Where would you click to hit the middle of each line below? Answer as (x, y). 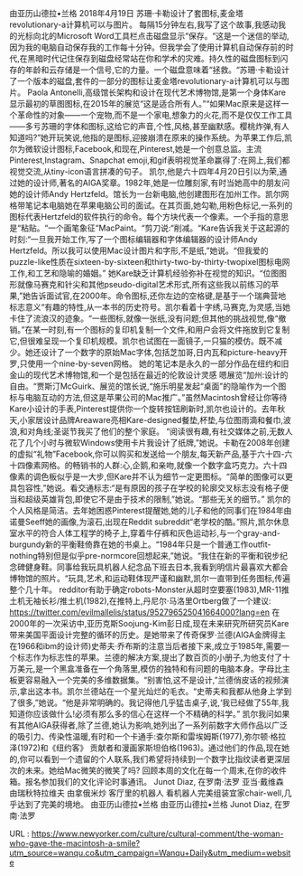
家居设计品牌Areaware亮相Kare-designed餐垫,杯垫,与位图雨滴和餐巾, (156, 420)
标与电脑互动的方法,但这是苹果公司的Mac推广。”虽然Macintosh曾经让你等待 (148, 397)
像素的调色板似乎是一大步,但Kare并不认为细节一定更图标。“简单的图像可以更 (151, 476)
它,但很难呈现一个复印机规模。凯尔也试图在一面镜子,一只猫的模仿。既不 (142, 341)
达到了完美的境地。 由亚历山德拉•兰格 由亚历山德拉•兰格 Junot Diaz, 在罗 (154, 804)
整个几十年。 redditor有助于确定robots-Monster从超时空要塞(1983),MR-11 (146, 589)
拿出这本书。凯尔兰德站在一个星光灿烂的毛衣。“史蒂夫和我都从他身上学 (151, 691)
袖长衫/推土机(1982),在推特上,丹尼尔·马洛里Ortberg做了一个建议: (152, 601)
